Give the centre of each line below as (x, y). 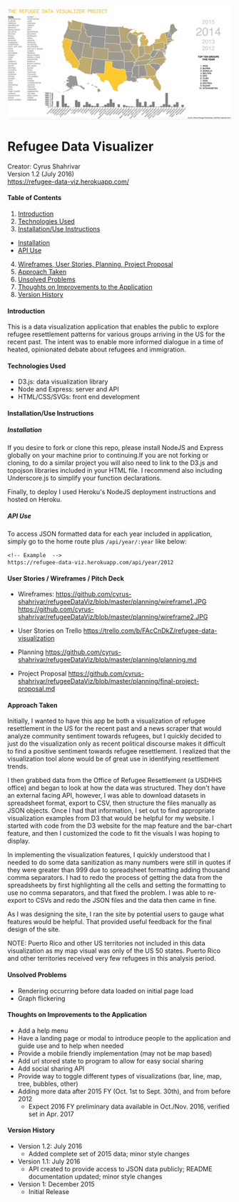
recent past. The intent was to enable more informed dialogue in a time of (115, 342)
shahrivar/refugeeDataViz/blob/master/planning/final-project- (108, 681)
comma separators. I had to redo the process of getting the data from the (115, 878)
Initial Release (49, 1192)
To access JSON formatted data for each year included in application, (110, 534)
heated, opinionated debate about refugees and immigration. (97, 350)
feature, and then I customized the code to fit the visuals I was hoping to (113, 833)
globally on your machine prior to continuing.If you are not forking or (108, 456)
